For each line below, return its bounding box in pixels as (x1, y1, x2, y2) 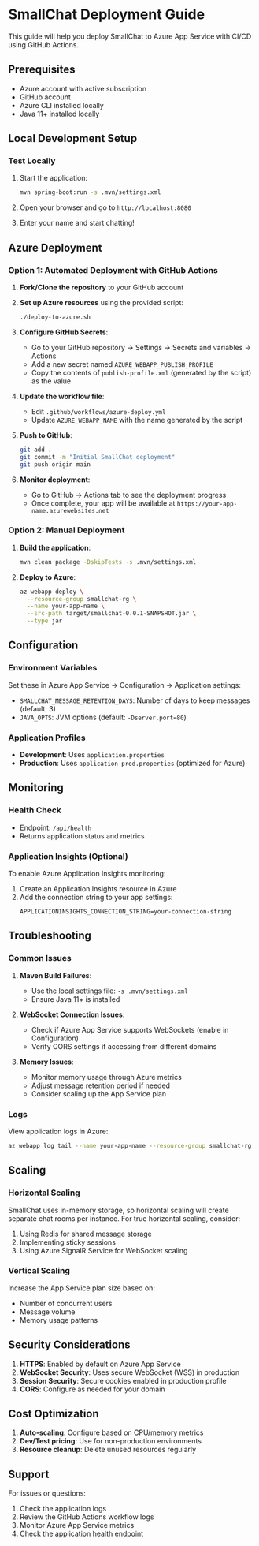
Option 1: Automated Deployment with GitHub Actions (8, 264, 218, 275)
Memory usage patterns (19, 1315, 98, 1324)
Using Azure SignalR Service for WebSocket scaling (19, 1245, 188, 1255)
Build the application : (19, 543, 91, 552)
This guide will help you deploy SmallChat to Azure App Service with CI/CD (8, 32, 252, 41)
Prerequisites (8, 63, 76, 77)
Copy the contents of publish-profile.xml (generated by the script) (31, 368, 252, 377)
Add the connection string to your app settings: (19, 893, 173, 902)
